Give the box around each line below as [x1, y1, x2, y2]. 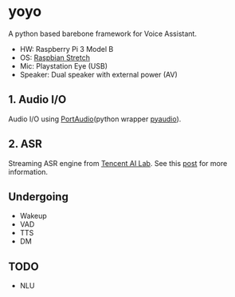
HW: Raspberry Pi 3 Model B [19, 44, 114, 53]
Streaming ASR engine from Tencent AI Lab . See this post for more [8, 158, 228, 168]
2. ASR [8, 137, 42, 151]
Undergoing [8, 190, 69, 204]
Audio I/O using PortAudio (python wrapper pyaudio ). [8, 114, 182, 124]
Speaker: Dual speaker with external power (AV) [19, 69, 178, 79]
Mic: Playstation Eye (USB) [19, 61, 108, 70]
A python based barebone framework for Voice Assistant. [8, 29, 198, 38]
